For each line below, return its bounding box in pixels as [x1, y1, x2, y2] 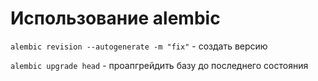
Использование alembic [10, 7, 221, 30]
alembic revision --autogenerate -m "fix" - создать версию [10, 40, 268, 52]
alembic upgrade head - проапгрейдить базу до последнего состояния [10, 59, 309, 71]
